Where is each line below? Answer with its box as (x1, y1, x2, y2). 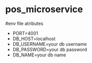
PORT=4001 (12, 30, 38, 36)
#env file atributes (5, 20, 44, 26)
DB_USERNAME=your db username (12, 41, 87, 47)
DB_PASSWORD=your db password (12, 46, 87, 52)
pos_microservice (5, 4, 83, 15)
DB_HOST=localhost (12, 36, 56, 42)
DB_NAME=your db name (12, 52, 67, 58)
